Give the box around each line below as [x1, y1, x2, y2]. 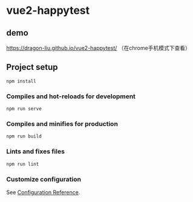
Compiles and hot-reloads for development [6, 92, 136, 100]
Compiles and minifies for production [6, 120, 118, 128]
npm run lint [6, 161, 39, 167]
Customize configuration [6, 175, 82, 183]
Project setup [6, 62, 59, 72]
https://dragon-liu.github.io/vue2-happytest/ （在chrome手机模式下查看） [6, 45, 191, 51]
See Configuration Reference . [6, 189, 80, 196]
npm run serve [6, 106, 42, 112]
